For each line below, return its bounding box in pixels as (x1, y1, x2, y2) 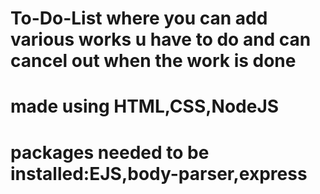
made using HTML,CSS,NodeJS (10, 95, 280, 118)
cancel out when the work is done (10, 50, 297, 72)
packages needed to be (10, 141, 210, 164)
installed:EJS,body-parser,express (10, 162, 308, 185)
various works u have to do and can (10, 28, 312, 51)
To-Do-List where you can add (10, 7, 268, 30)
